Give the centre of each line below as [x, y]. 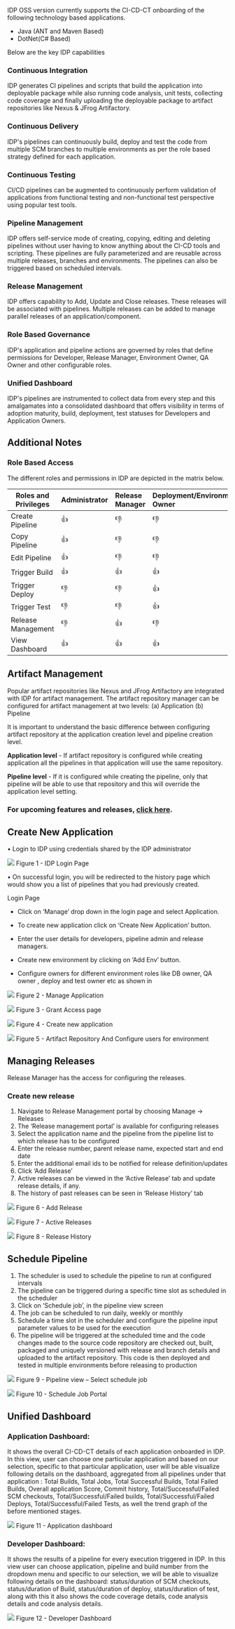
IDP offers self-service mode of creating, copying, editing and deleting [109, 239]
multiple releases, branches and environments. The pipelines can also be [113, 261]
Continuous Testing [41, 175]
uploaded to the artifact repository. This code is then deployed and [114, 1358]
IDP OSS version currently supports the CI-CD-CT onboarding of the [106, 10]
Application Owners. [37, 421]
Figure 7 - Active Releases [54, 1222]
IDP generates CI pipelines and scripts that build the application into [105, 86]
